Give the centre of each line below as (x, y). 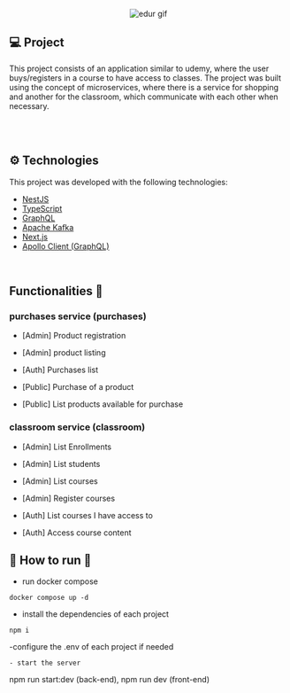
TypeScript (42, 208)
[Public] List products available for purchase (103, 404)
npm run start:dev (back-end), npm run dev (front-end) (110, 680)
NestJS (35, 199)
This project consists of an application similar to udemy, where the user (139, 68)
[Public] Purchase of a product (78, 387)
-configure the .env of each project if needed (92, 647)
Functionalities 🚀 (56, 291)
